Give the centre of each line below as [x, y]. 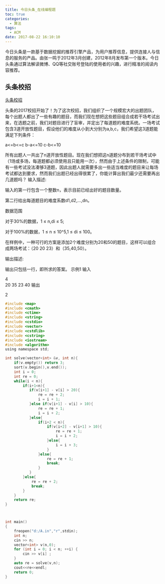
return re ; [25, 500]
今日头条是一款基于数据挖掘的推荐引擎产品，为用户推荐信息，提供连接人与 [80, 52]
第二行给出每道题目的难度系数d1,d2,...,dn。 [49, 200]
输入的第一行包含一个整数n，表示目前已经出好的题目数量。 [65, 190]
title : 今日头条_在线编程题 [30, 10]
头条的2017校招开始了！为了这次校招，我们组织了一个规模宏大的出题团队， [81, 110]
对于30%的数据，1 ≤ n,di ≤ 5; [35, 221]
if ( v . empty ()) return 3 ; [39, 363]
